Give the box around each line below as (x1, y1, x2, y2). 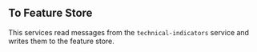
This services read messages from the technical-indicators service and (8, 27, 250, 37)
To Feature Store (8, 6, 93, 20)
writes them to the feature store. (8, 36, 114, 46)
